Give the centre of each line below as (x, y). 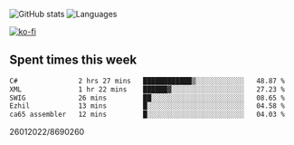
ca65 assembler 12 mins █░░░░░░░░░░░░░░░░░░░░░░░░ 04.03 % (147, 115)
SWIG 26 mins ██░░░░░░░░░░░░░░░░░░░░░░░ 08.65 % (147, 98)
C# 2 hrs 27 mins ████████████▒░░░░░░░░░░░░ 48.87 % (147, 81)
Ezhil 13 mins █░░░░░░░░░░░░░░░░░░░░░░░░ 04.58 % (147, 106)
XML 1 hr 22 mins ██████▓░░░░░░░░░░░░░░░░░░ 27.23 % (147, 89)
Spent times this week (73, 60)
